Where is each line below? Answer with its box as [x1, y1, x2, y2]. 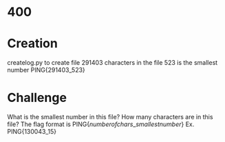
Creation [7, 36, 58, 52]
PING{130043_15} [7, 128, 57, 136]
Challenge [7, 90, 67, 105]
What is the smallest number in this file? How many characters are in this [7, 113, 213, 121]
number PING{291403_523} [7, 66, 86, 74]
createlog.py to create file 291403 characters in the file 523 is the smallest [7, 59, 218, 67]
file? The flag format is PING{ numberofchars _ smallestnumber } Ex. [7, 120, 195, 128]
